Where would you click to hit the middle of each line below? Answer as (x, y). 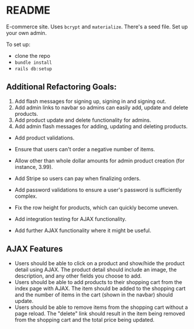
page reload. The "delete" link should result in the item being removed (100, 313)
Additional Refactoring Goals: (61, 87)
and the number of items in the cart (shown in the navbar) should (94, 294)
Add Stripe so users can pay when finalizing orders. (78, 178)
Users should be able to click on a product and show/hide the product (99, 263)
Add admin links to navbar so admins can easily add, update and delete (101, 108)
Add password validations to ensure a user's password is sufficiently (98, 190)
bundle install (33, 63)
